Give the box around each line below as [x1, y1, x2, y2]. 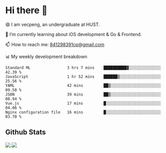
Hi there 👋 [5, 5, 48, 16]
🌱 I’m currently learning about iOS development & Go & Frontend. [5, 31, 142, 37]
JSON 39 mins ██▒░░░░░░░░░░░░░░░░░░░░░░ [5, 91, 161, 97]
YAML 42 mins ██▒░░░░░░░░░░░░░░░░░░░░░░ [5, 83, 161, 88]
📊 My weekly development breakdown [5, 53, 88, 59]
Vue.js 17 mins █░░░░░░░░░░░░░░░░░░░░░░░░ [5, 101, 161, 106]
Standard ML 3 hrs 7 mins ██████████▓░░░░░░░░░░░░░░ [5, 65, 161, 70]
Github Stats [5, 128, 46, 137]
